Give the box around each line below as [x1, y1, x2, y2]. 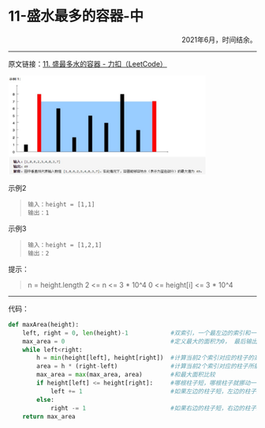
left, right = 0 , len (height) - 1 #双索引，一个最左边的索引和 [22, 329, 251, 337]
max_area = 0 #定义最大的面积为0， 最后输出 [22, 337, 258, 345]
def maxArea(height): [8, 320, 80, 328]
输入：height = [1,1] [27, 200, 95, 208]
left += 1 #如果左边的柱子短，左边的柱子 [50, 387, 256, 396]
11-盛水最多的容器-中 [8, 7, 144, 25]
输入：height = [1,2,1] [27, 241, 103, 249]
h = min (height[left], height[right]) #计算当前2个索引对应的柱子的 [36, 354, 255, 362]
